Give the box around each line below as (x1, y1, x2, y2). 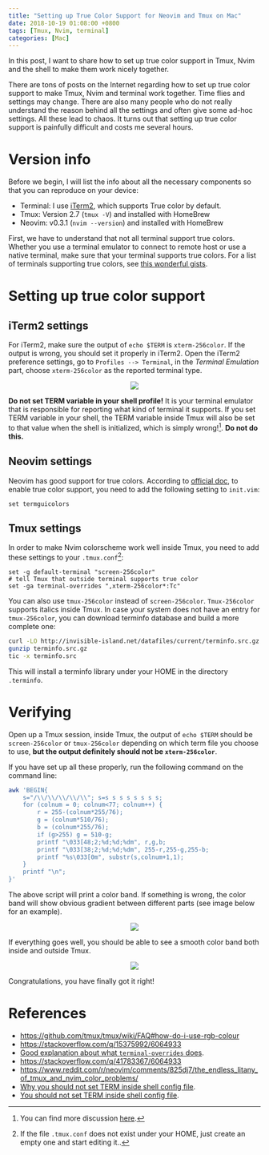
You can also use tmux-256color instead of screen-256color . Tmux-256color (8, 596, 255, 606)
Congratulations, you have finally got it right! (8, 977, 155, 986)
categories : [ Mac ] (8, 34, 70, 42)
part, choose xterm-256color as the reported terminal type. (8, 366, 203, 375)
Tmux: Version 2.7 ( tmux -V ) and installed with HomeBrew (19, 210, 211, 219)
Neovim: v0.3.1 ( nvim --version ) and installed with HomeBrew (19, 218, 224, 228)
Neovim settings (8, 455, 92, 468)
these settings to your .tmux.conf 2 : (8, 551, 124, 563)
